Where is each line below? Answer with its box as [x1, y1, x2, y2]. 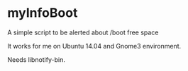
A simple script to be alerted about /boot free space [7, 28, 159, 37]
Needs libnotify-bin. [7, 55, 65, 64]
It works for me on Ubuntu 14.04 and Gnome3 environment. [7, 41, 182, 50]
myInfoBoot [7, 5, 78, 21]
